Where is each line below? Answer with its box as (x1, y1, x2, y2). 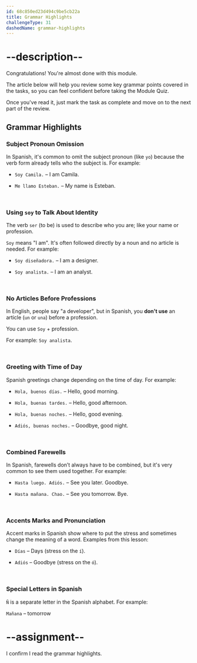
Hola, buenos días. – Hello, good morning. (14, 388, 119, 395)
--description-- (6, 51, 84, 64)
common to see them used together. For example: (6, 468, 127, 475)
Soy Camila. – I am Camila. (14, 171, 79, 178)
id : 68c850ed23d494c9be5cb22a (6, 8, 81, 15)
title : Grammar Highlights (6, 14, 72, 20)
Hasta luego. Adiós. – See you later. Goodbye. (14, 479, 129, 486)
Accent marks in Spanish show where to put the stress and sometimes (6, 530, 177, 537)
